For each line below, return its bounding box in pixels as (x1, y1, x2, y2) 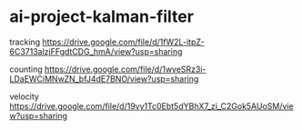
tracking (9, 36, 41, 47)
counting (9, 64, 43, 75)
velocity (9, 91, 39, 102)
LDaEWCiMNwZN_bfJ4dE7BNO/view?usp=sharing (9, 73, 199, 84)
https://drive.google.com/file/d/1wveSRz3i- (44, 64, 207, 75)
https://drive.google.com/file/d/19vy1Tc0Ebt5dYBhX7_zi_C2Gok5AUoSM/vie (9, 100, 294, 111)
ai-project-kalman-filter (9, 6, 194, 27)
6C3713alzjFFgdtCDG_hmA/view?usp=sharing (9, 45, 183, 56)
